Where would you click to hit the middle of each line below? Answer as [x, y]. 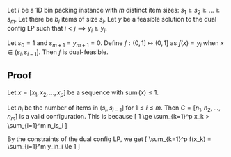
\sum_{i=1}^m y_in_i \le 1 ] [44, 147]
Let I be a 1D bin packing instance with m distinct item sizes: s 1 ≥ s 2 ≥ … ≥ [114, 11]
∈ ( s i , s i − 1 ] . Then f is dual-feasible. [58, 53]
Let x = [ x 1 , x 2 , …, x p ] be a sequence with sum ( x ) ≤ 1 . [83, 93]
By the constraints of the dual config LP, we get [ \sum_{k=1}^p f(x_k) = [110, 139]
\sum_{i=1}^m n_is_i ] [37, 126]
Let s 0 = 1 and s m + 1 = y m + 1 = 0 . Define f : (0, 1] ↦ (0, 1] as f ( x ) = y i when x [115, 44]
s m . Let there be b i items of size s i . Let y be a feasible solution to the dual [112, 20]
